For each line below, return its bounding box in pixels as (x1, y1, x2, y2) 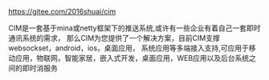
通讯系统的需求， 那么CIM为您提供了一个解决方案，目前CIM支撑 (8, 34, 221, 42)
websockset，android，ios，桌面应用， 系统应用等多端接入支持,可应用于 (8, 43, 249, 53)
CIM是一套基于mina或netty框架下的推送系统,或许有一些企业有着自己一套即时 (8, 23, 261, 33)
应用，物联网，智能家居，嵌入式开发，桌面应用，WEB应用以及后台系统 (14, 54, 250, 62)
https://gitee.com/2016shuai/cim (8, 7, 116, 16)
